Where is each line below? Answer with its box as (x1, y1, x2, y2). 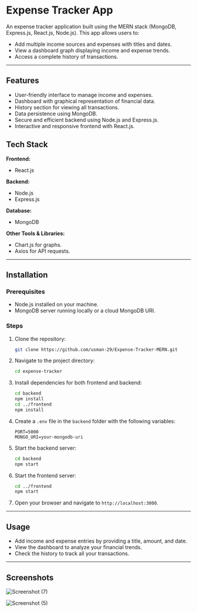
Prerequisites (6, 287, 45, 296)
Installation (6, 270, 48, 280)
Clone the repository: (14, 335, 66, 342)
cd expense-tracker (14, 369, 63, 374)
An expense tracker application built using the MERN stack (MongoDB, (6, 23, 177, 30)
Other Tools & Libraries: (6, 230, 65, 237)
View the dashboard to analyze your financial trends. (14, 544, 142, 551)
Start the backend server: (14, 444, 77, 452)
